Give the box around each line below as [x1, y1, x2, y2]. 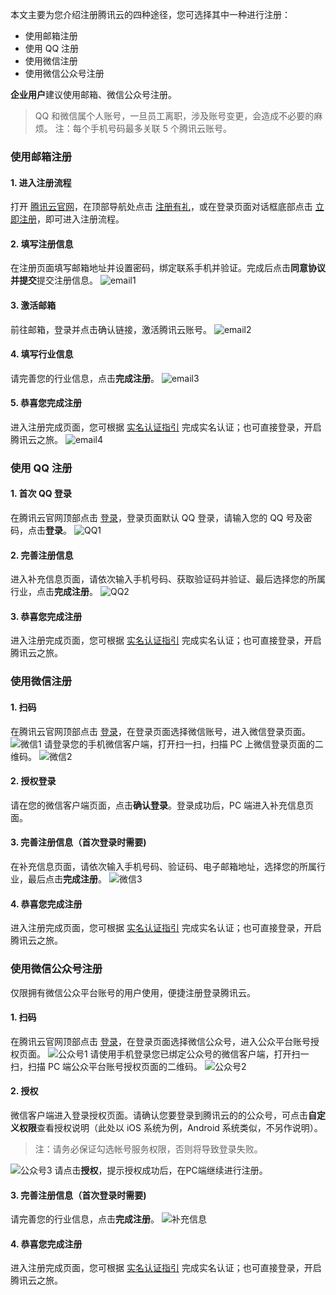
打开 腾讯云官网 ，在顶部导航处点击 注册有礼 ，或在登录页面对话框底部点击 [10, 201, 313, 213]
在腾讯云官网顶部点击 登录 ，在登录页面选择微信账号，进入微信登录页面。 [10, 725, 311, 737]
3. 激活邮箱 [10, 299, 57, 311]
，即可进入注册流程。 [36, 213, 125, 225]
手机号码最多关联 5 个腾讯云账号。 [89, 123, 232, 134]
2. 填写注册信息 [10, 238, 74, 250]
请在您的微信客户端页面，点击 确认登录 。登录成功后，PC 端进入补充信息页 [10, 799, 315, 811]
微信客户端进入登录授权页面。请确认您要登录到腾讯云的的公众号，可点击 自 [10, 1109, 317, 1121]
